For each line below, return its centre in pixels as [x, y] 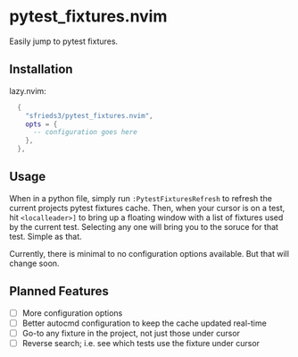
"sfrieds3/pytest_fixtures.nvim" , [89, 115]
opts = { [41, 124]
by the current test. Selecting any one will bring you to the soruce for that [144, 226]
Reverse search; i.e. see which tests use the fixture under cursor [141, 343]
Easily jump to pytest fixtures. [64, 41]
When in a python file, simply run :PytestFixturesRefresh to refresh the [141, 198]
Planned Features [59, 291]
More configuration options [72, 313]
